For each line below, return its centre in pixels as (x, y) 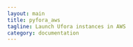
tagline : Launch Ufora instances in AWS (67, 26)
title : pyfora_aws (34, 20)
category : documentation (43, 33)
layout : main (26, 13)
